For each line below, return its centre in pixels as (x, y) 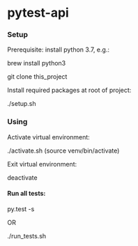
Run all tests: (26, 194)
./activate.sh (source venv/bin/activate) (63, 151)
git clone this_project (37, 77)
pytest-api (38, 13)
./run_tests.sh (27, 236)
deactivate (22, 177)
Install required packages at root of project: (69, 90)
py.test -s (21, 209)
